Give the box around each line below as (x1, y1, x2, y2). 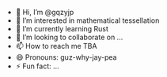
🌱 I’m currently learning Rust (15, 24, 109, 33)
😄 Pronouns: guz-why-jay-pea (15, 53, 117, 62)
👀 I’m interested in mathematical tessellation (15, 16, 160, 25)
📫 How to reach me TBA (15, 42, 97, 50)
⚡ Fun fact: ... (15, 61, 59, 71)
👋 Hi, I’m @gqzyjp (15, 8, 74, 16)
